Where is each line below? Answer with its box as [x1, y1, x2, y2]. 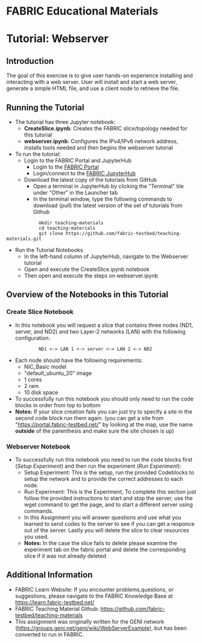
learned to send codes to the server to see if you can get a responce [24, 520, 195, 527]
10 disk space [24, 389, 58, 396]
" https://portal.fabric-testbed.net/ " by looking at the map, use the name [14, 421, 193, 428]
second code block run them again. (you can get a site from [14, 414, 164, 421]
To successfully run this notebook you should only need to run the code [14, 395, 194, 402]
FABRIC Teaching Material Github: [14, 605, 99, 612]
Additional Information [6, 570, 93, 580]
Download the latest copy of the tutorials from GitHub [24, 176, 157, 183]
